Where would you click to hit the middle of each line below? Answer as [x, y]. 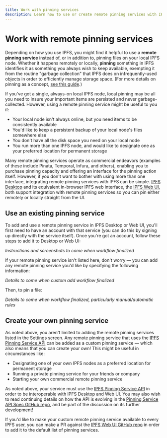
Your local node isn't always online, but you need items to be [75, 119]
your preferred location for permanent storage [60, 151]
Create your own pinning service [57, 321]
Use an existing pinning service [55, 213]
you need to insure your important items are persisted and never [71, 99]
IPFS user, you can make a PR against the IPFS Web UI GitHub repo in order [83, 425]
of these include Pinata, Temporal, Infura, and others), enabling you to [77, 166]
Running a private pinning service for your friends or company [76, 374]
